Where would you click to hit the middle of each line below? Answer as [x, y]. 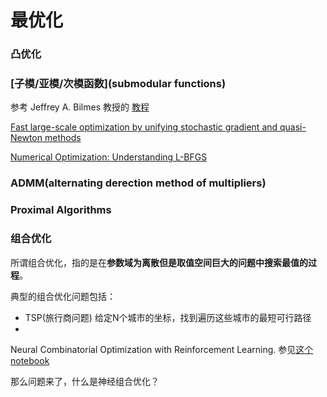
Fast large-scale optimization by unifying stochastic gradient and [144, 127]
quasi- [293, 127]
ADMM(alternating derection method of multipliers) [138, 183]
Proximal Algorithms [61, 210]
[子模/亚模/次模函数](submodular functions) [118, 84]
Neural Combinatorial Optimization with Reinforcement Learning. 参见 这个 [162, 349]
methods [63, 138]
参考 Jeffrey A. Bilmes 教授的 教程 [80, 107]
